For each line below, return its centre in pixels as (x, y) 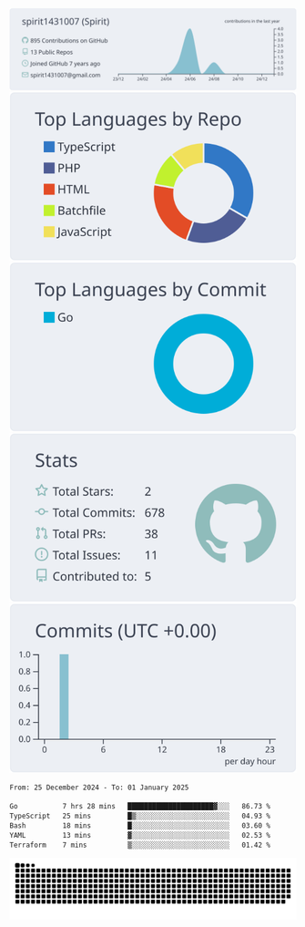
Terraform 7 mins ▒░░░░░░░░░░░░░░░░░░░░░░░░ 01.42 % (140, 845)
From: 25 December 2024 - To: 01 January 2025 (99, 788)
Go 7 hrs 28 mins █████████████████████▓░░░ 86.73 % (140, 807)
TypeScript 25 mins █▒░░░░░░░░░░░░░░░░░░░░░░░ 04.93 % (140, 816)
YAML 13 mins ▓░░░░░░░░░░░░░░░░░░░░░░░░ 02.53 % (140, 835)
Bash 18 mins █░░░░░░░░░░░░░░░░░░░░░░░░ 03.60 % (140, 826)
